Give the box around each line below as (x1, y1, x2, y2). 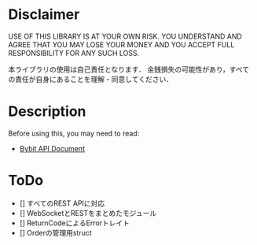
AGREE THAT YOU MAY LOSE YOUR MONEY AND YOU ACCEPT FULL (8, 39, 235, 49)
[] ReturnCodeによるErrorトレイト (19, 218, 130, 228)
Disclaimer (8, 6, 80, 24)
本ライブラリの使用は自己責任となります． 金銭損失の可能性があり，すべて (8, 65, 250, 74)
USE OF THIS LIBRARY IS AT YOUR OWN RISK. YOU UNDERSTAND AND (8, 32, 242, 41)
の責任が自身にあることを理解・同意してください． (8, 74, 174, 84)
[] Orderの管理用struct (19, 228, 92, 237)
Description (8, 102, 86, 121)
